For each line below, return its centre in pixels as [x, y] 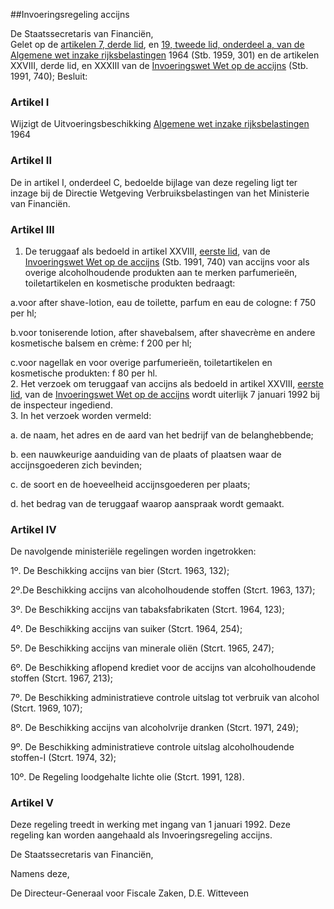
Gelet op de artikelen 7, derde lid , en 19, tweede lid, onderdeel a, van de [157, 44]
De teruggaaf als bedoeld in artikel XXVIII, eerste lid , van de [147, 251]
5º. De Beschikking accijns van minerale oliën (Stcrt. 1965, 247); [142, 648]
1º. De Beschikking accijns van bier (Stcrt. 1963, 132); [120, 571]
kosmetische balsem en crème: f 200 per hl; [101, 343]
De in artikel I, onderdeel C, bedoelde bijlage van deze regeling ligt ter [154, 182]
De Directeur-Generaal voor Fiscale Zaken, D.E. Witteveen [130, 893]
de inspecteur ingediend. [61, 405]
